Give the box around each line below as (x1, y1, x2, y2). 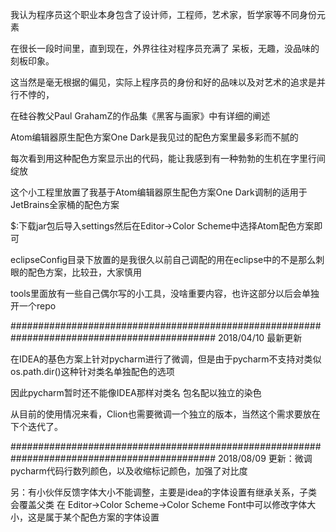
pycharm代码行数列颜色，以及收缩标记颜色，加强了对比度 (10, 465, 248, 477)
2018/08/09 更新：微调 (217, 453, 313, 464)
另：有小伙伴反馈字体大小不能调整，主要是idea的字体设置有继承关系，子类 (10, 486, 318, 498)
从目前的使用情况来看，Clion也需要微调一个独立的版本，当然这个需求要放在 (10, 408, 321, 420)
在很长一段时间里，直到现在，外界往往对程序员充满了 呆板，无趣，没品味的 (10, 43, 320, 54)
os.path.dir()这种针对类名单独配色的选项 (10, 366, 175, 377)
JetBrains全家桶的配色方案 (10, 199, 120, 210)
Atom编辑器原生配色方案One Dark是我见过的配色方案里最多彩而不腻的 (10, 131, 299, 143)
